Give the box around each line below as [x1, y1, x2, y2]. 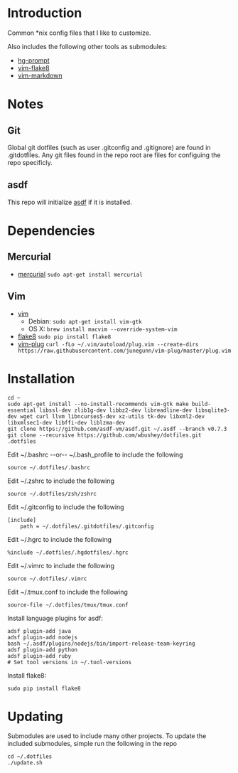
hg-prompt [17, 55, 50, 65]
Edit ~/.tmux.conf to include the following [7, 587, 128, 596]
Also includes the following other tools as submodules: [7, 42, 168, 50]
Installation [7, 370, 75, 387]
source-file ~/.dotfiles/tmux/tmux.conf [7, 601, 129, 609]
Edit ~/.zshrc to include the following [7, 476, 115, 485]
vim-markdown [17, 71, 63, 80]
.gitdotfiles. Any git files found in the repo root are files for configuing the [7, 151, 221, 159]
